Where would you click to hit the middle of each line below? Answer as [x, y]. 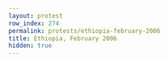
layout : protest [36, 16]
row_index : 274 [34, 23]
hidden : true [30, 46]
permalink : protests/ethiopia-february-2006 [84, 31]
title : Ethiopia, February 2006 [63, 38]
